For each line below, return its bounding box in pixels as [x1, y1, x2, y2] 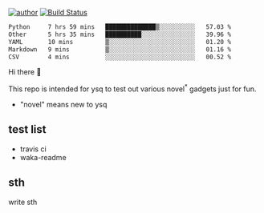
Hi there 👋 [8, 67, 42, 77]
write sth [8, 197, 38, 207]
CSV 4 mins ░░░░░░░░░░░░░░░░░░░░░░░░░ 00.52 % [8, 53, 231, 61]
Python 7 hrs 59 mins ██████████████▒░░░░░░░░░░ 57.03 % [8, 23, 231, 31]
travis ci [19, 144, 47, 154]
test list [8, 123, 47, 136]
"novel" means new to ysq [19, 100, 108, 110]
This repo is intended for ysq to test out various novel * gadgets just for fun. [8, 82, 257, 94]
